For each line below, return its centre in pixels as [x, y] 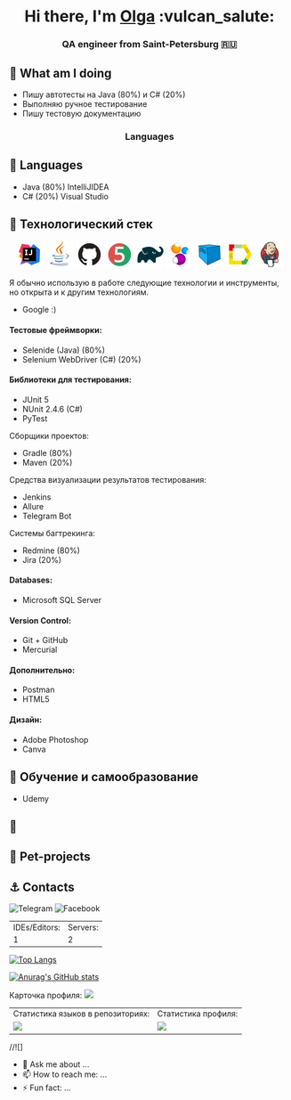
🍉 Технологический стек [81, 224]
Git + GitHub [45, 640]
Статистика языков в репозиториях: [81, 1014]
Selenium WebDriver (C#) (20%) [81, 359]
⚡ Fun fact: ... [46, 1088]
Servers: [84, 927]
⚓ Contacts [42, 887]
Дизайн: [26, 720]
